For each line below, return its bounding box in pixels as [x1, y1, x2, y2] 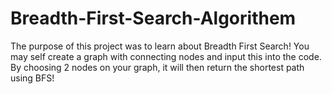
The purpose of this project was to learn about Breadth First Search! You [10, 40, 310, 52]
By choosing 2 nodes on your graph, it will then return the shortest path [10, 61, 305, 73]
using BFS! [10, 72, 55, 84]
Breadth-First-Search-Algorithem [10, 7, 297, 30]
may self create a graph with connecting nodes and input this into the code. [10, 50, 322, 62]
